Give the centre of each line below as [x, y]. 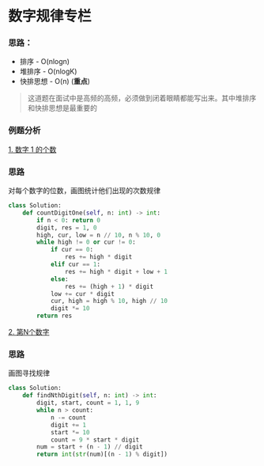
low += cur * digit [82, 294]
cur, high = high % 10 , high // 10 [109, 301]
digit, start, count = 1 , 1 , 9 [88, 403]
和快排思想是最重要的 [62, 108]
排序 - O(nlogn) [44, 62]
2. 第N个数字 [29, 332]
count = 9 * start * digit [95, 440]
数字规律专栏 [50, 16]
